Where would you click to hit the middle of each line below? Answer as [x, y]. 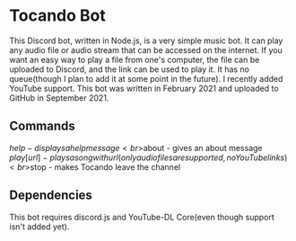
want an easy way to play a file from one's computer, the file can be [135, 59]
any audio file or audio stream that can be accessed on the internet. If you [146, 49]
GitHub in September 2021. [59, 98]
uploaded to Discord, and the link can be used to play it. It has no [129, 69]
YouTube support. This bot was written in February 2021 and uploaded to [144, 88]
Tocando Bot [57, 16]
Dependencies [51, 196]
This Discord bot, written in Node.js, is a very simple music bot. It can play [146, 40]
